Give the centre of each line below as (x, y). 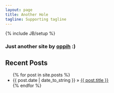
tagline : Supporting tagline (36, 19)
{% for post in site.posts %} (41, 75)
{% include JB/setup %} (30, 34)
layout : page (19, 10)
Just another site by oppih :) (40, 47)
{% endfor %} (27, 85)
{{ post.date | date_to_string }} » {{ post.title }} (61, 80)
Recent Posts (26, 63)
